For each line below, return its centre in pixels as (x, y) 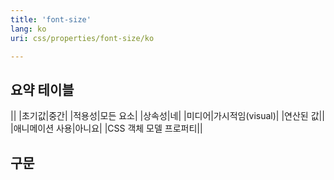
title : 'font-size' (51, 19)
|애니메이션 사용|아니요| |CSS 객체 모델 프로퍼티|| (106, 128)
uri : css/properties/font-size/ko (82, 38)
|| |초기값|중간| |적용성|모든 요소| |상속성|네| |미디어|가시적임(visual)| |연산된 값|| (167, 116)
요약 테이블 (42, 89)
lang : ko (28, 29)
